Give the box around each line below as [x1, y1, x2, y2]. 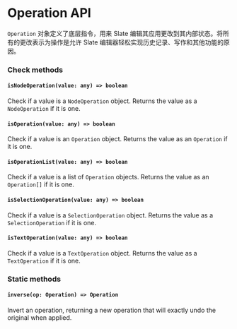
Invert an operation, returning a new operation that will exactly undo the [7, 306, 216, 314]
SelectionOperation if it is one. [7, 218, 97, 227]
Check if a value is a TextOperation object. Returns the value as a [7, 249, 197, 257]
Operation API [7, 5, 92, 21]
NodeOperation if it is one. [7, 104, 81, 113]
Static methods [7, 274, 62, 284]
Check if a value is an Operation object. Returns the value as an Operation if [7, 135, 228, 143]
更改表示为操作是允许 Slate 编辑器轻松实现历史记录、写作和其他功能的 [19, 37, 224, 47]
